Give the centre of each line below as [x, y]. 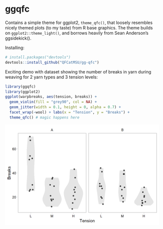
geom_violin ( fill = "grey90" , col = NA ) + [53, 102]
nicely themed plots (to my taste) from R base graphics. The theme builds [79, 27]
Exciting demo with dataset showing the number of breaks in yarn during [78, 71]
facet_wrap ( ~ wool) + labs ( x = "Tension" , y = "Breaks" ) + [70, 113]
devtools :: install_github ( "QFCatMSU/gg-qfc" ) [52, 62]
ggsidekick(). [18, 38]
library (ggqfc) [20, 87]
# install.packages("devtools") [38, 57]
